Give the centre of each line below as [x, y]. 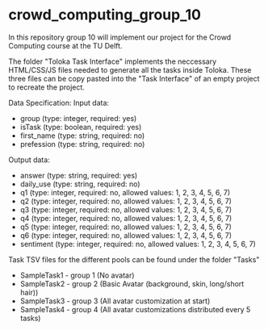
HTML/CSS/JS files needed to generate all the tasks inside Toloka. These [130, 69]
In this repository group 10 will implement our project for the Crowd [120, 37]
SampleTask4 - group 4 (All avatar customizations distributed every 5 [135, 309]
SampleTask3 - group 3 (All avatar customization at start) [115, 301]
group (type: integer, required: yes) [78, 118]
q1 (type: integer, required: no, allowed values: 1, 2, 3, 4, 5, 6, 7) [125, 192]
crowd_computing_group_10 [105, 15]
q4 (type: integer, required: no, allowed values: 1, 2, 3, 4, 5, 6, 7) [126, 218]
